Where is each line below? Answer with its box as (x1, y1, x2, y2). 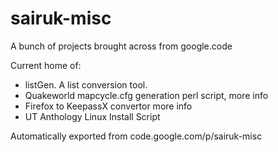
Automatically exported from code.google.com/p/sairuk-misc (10, 130, 263, 142)
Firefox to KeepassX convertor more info (24, 100, 193, 112)
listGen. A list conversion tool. (24, 78, 148, 91)
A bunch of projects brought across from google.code (10, 40, 233, 52)
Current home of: (10, 59, 82, 71)
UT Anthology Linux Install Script (24, 110, 161, 122)
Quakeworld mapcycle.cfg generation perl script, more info (24, 89, 269, 101)
